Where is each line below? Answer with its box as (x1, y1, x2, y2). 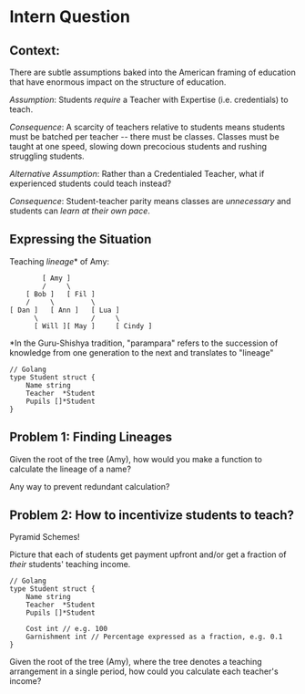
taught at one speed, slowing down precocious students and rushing (9, 141, 267, 151)
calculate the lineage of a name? (9, 463, 132, 474)
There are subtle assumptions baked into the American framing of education (9, 67, 296, 78)
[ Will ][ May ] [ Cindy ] (33, 321, 153, 330)
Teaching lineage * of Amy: (9, 255, 110, 266)
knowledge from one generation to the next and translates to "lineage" (9, 347, 274, 357)
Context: (9, 43, 61, 58)
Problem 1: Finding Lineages (9, 430, 173, 445)
